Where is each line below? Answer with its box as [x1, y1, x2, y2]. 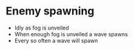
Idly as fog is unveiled [14, 24, 69, 31]
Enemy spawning [5, 4, 95, 18]
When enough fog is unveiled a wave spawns [14, 30, 128, 37]
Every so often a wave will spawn [14, 37, 98, 44]
